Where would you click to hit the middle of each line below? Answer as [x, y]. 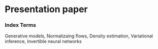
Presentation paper [46, 9]
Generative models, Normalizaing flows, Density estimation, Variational [79, 36]
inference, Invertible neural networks [43, 41]
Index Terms [21, 25]
